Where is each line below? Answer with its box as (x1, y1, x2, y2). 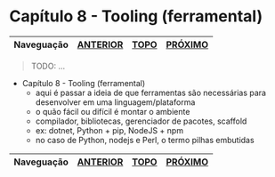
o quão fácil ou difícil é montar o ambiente (35, 106, 190, 117)
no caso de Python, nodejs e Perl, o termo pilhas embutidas (35, 134, 255, 145)
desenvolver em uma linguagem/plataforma (35, 96, 196, 108)
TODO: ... (30, 60, 66, 71)
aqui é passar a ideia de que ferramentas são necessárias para (35, 87, 267, 98)
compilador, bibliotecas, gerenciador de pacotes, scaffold (35, 116, 247, 126)
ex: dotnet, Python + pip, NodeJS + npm (35, 125, 184, 135)
